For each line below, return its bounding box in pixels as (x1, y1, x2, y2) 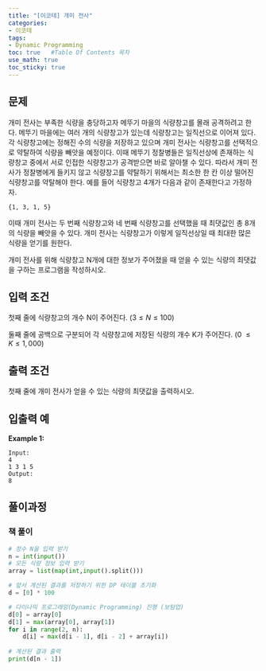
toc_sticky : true (8, 64, 66, 72)
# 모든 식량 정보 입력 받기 (8, 560, 85, 568)
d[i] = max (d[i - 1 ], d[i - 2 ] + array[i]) (22, 633, 169, 641)
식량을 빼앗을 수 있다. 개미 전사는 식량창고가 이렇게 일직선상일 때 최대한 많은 (16, 228, 252, 237)
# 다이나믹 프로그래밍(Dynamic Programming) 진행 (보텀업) (8, 603, 184, 611)
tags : (8, 33, 26, 42)
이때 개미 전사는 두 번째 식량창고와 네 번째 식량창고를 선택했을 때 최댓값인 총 (8, 218, 244, 228)
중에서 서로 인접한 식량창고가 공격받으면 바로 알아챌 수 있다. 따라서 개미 (29, 157, 250, 167)
